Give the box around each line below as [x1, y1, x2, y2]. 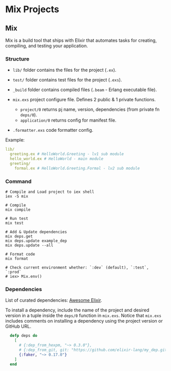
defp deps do [10, 333, 38, 338]
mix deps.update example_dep [5, 238, 67, 243]
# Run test [5, 216, 28, 221]
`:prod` [5, 269, 22, 274]
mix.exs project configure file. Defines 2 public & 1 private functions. [12, 97, 156, 103]
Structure [5, 55, 30, 62]
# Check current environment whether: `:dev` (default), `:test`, [5, 265, 149, 270]
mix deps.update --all [5, 243, 53, 248]
